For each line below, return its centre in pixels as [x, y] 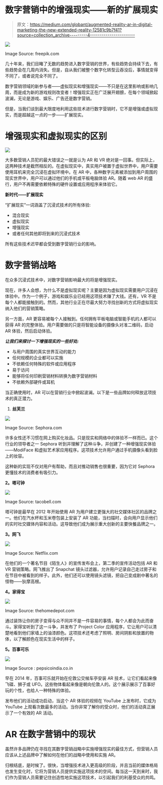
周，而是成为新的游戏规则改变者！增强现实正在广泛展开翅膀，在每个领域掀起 [81, 92]
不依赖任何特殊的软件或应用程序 [44, 364]
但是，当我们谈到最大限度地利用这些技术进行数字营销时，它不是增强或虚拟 [79, 109]
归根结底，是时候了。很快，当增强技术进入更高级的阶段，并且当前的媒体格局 [81, 765]
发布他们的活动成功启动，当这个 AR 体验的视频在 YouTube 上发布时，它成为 [81, 701]
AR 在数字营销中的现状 [50, 734]
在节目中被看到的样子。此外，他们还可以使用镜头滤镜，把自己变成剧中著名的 [81, 575]
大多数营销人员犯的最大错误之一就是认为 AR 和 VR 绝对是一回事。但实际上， [81, 160]
